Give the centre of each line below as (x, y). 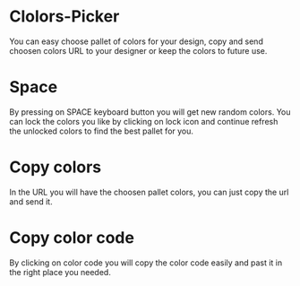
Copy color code (72, 238)
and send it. (31, 201)
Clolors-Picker (64, 17)
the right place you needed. (60, 272)
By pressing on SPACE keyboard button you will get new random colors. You (150, 112)
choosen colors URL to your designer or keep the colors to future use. (138, 50)
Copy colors (56, 167)
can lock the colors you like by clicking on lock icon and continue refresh (144, 121)
